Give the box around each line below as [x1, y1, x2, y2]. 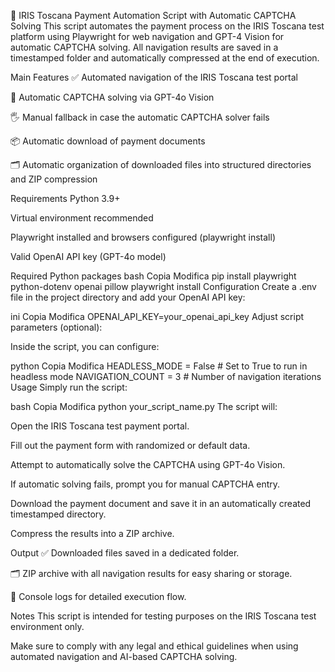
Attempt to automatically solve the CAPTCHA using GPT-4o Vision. [10, 459, 286, 470]
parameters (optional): [10, 321, 103, 333]
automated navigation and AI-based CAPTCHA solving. [10, 651, 238, 662]
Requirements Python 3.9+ [10, 193, 121, 204]
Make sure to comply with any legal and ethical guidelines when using [10, 640, 299, 652]
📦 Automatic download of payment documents [10, 135, 206, 147]
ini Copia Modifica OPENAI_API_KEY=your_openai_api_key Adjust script [10, 311, 305, 322]
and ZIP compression [10, 173, 98, 185]
